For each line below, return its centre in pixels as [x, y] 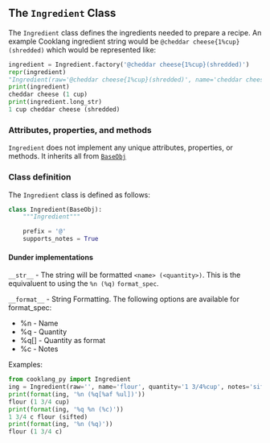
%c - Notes [39, 349]
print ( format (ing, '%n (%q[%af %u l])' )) [77, 394]
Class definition [40, 177]
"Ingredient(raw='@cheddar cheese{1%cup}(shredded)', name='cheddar [125, 80]
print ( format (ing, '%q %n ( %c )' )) [66, 409]
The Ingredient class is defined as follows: [80, 195]
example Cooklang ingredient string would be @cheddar [99, 41]
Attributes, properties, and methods [80, 130]
